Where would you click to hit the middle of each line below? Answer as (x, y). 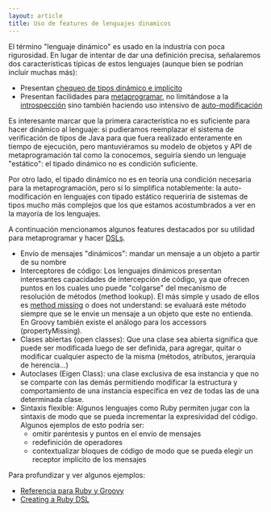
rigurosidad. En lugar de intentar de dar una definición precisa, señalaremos (134, 55)
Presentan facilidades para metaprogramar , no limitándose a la (124, 96)
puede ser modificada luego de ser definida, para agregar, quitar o (131, 347)
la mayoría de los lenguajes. (55, 213)
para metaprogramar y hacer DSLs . (67, 237)
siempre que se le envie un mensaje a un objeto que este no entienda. (136, 313)
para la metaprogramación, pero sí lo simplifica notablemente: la (115, 187)
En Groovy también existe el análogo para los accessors (113, 322)
